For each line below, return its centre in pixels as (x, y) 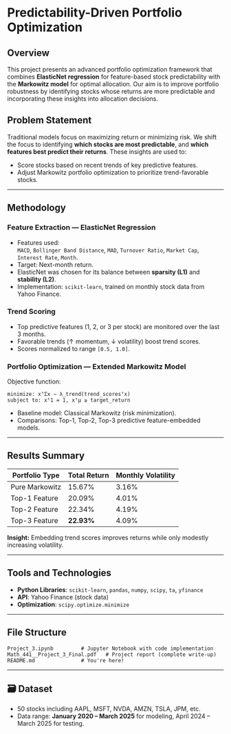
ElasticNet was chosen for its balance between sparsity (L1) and (109, 272)
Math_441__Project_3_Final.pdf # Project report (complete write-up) (112, 654)
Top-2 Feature (34, 509)
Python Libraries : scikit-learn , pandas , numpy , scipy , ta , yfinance (110, 589)
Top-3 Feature (34, 520)
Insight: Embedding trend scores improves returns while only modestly (108, 537)
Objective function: (34, 381)
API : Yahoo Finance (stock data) (63, 597)
